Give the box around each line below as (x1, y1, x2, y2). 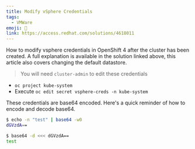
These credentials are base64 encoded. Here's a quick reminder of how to (6, 99, 186, 106)
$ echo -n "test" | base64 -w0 (6, 117, 82, 123)
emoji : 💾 (6, 25, 27, 31)
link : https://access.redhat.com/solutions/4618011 (6, 31, 134, 36)
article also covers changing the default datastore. (6, 59, 127, 66)
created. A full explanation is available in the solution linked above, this (6, 53, 176, 60)
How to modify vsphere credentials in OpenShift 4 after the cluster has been (6, 46, 190, 53)
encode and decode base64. (6, 106, 76, 113)
